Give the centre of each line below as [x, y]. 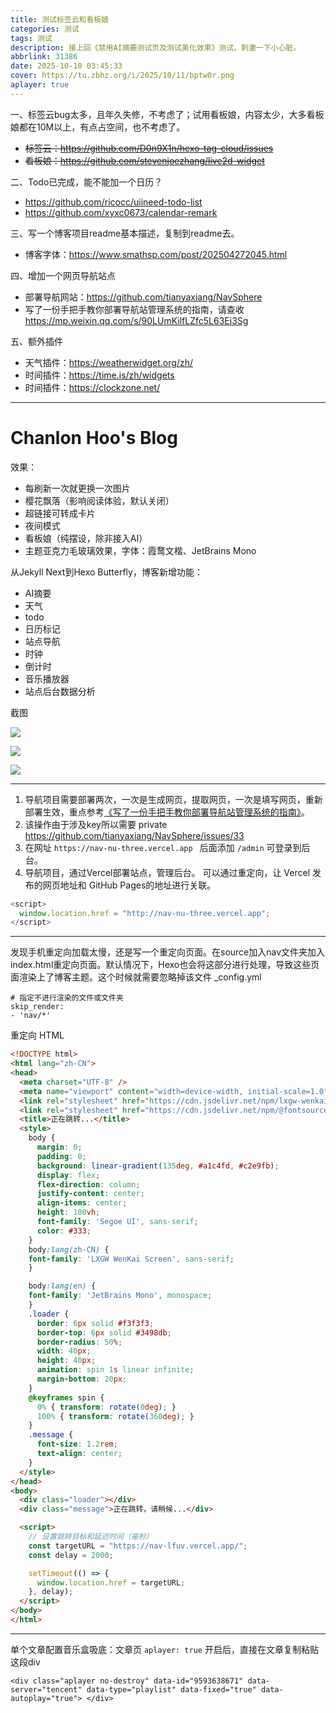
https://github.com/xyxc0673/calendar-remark [121, 212]
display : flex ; [68, 1175]
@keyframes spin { [66, 1397]
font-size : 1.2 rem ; [77, 1444]
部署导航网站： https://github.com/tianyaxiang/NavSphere [143, 297]
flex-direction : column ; [88, 1184]
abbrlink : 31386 [44, 57]
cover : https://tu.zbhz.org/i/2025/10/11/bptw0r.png [122, 76]
